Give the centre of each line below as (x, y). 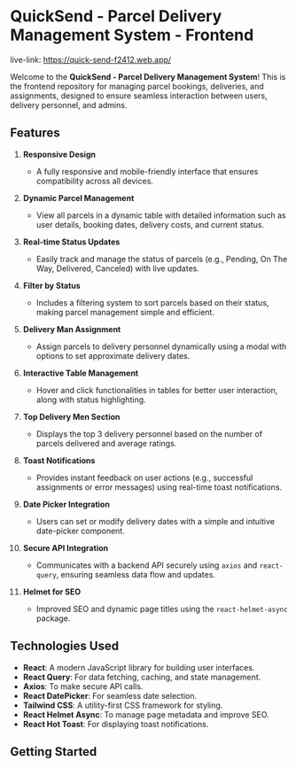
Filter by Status (51, 285)
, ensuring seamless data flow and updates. (136, 574)
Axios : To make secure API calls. (83, 686)
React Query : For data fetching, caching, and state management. (142, 677)
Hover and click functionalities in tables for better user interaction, (157, 390)
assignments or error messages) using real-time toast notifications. (159, 487)
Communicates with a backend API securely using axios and (147, 565)
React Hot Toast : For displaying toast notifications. (116, 724)
